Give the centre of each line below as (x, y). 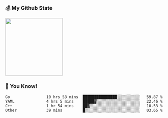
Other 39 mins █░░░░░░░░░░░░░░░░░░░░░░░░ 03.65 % (84, 110)
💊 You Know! (21, 86)
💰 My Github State (29, 8)
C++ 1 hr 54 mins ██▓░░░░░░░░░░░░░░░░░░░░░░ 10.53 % (84, 106)
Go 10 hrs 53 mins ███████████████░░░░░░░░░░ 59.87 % (84, 97)
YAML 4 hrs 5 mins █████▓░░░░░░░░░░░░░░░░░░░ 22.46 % (84, 101)
